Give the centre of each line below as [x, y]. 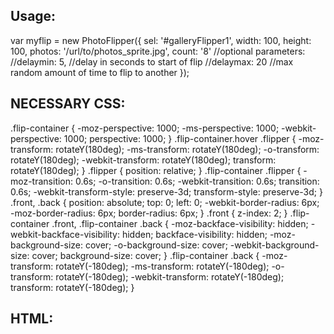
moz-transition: [42, 181]
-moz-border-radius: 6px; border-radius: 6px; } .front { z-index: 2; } [149, 213]
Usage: [33, 16]
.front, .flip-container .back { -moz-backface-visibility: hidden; [180, 223]
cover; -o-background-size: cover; [156, 245]
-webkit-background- [274, 245]
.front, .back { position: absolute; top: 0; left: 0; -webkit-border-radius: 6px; [165, 202]
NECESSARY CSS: [68, 104]
